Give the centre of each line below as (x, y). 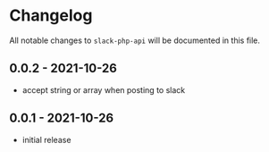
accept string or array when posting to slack (104, 89)
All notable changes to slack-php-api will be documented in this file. (135, 40)
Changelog (51, 16)
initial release (46, 139)
